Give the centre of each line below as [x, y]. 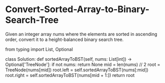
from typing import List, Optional [39, 49]
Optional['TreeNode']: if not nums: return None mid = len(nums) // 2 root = [83, 64]
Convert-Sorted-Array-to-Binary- [77, 9]
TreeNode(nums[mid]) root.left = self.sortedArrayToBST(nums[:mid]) [77, 70]
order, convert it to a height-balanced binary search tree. [65, 39]
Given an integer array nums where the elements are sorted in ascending [81, 34]
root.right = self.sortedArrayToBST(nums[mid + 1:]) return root [70, 75]
